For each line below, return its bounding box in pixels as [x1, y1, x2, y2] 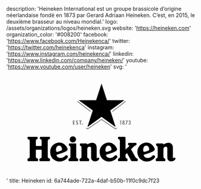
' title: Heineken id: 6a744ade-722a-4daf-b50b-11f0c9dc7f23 [6, 177, 160, 184]
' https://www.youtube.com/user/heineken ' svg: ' [6, 63, 127, 70]
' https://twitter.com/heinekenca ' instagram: [6, 44, 114, 51]
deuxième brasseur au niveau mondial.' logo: [6, 18, 118, 25]
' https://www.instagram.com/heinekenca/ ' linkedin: [6, 50, 134, 57]
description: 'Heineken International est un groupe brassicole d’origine [6, 5, 182, 12]
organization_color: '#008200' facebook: [6, 31, 109, 38]
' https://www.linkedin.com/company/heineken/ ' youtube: [6, 57, 148, 64]
